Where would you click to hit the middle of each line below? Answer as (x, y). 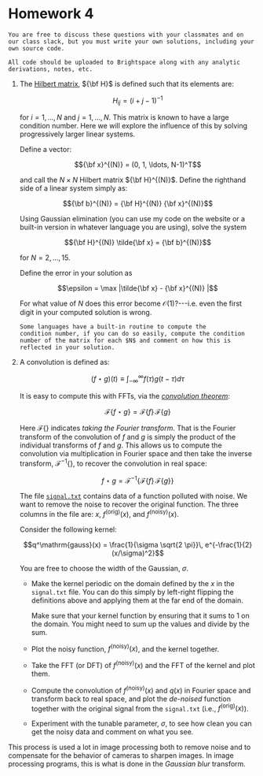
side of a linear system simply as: (73, 188)
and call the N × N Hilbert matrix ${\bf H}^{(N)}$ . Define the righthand (133, 180)
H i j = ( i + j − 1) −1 (138, 100)
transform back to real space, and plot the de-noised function (131, 699)
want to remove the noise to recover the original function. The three (129, 504)
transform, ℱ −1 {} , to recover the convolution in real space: (113, 462)
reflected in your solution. (67, 347)
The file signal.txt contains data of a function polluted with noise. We (133, 496)
